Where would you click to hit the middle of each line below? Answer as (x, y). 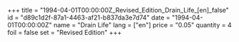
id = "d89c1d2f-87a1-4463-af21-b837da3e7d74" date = (89, 17)
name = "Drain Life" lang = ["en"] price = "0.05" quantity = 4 (142, 25)
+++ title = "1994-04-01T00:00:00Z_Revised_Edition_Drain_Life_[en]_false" (118, 10)
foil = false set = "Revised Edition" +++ (65, 32)
